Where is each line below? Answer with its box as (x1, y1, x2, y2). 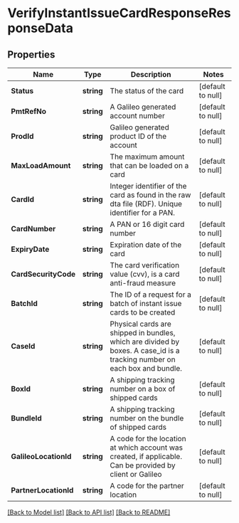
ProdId (11, 132, 34, 141)
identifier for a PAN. (110, 208, 176, 218)
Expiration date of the (110, 240, 182, 250)
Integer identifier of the (110, 181, 187, 191)
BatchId (11, 299, 38, 308)
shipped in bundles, (110, 328, 176, 337)
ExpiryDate (11, 244, 50, 254)
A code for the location (110, 434, 186, 443)
